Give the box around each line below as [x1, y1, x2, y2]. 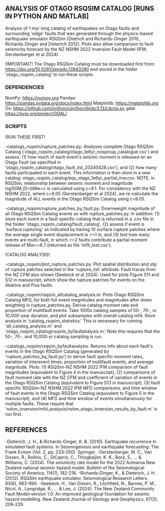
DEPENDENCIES [5, 84, 44, 91]
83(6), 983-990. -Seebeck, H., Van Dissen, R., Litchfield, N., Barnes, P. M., [5, 480, 157, 486]
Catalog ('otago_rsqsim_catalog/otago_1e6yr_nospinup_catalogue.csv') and [5, 149, 159, 155]
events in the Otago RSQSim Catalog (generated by [5, 348, 109, 354]
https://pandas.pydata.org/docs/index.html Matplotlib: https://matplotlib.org [5, 100, 159, 106]
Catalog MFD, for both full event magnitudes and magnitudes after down [5, 297, 152, 303]
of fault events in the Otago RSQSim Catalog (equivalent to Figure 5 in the [5, 390, 154, 396]
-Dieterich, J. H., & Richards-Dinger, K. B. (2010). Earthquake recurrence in [5, 439, 157, 444]
